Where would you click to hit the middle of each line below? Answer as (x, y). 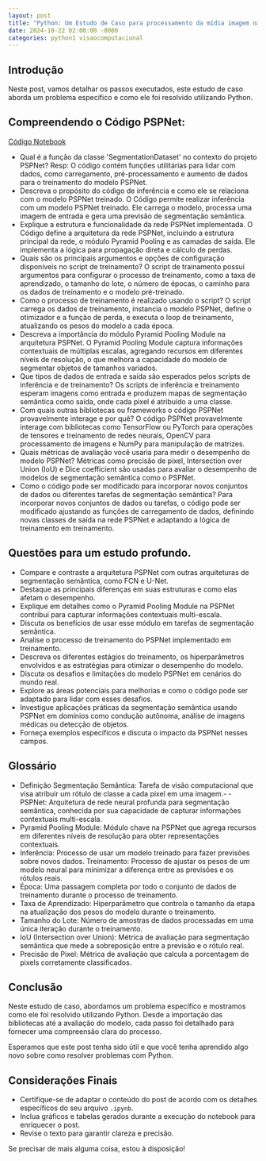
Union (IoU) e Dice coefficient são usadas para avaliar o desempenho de (138, 469)
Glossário (32, 766)
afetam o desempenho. (57, 597)
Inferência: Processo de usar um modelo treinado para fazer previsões (135, 852)
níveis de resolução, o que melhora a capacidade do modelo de (123, 359)
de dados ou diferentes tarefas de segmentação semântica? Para (126, 494)
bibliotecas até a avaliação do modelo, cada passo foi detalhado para (122, 1023)
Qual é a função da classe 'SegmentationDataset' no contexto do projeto (138, 156)
